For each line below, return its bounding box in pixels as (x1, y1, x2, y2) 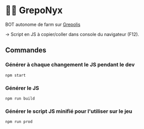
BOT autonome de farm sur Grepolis (5, 21, 81, 27)
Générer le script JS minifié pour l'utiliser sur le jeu (5, 108, 132, 115)
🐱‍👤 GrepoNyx (5, 5, 63, 16)
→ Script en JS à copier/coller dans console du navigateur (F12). (5, 31, 139, 37)
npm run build (5, 96, 35, 101)
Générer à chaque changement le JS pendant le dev (5, 61, 135, 68)
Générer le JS (5, 84, 39, 91)
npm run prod (5, 119, 33, 124)
